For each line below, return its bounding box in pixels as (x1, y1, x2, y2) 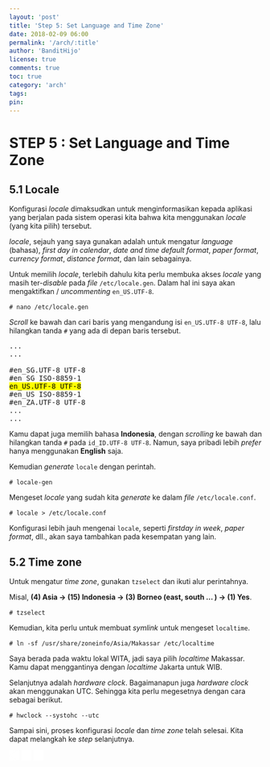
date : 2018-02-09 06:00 (9, 30, 89, 38)
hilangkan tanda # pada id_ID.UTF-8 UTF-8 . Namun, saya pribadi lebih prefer (9, 437, 262, 447)
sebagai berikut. (9, 695, 63, 705)
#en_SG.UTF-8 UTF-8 (9, 366, 86, 375)
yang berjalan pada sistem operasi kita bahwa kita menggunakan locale (9, 213, 247, 222)
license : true (9, 56, 57, 64)
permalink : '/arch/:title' (9, 39, 100, 47)
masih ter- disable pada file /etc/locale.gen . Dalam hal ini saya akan (9, 278, 235, 288)
